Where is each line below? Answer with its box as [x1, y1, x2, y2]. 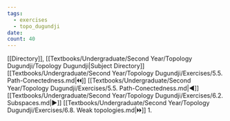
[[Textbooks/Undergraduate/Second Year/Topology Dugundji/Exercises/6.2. [7, 91, 223, 100]
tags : [7, 10, 23, 17]
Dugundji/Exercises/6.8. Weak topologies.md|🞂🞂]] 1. [7, 106, 153, 114]
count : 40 [7, 36, 36, 43]
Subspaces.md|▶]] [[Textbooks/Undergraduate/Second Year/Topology [7, 99, 210, 107]
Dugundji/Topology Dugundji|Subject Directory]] [7, 62, 145, 70]
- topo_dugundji [13, 23, 60, 30]
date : [7, 29, 23, 36]
